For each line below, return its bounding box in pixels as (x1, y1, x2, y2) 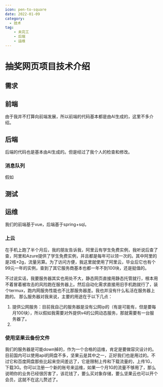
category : (5, 16, 25, 21)
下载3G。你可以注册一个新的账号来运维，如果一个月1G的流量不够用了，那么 (5, 365, 156, 371)
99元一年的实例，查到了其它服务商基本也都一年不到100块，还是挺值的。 (5, 265, 149, 271)
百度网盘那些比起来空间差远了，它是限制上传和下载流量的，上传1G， (17, 358, 155, 364)
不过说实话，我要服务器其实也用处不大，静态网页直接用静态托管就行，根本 (5, 275, 154, 281)
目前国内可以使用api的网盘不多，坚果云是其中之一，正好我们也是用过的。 (5, 353, 151, 358)
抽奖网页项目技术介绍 (5, 61, 91, 72)
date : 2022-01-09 (5, 12, 40, 16)
